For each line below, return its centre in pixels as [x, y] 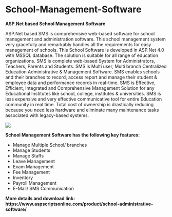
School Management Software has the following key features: [73, 135]
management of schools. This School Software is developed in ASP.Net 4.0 [85, 50]
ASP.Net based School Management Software [55, 24]
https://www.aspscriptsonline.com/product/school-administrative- [79, 204]
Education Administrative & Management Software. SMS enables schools [83, 72]
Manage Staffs [28, 155]
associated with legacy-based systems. [47, 115]
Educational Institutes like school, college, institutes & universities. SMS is [83, 93]
